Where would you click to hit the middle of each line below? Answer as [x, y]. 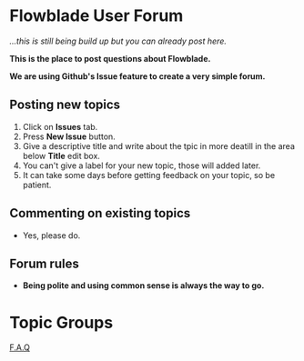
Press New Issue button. [69, 136]
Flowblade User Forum [96, 16]
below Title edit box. [61, 155]
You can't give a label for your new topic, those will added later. [142, 165]
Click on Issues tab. [60, 126]
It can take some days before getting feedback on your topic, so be [149, 175]
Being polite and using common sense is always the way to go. [143, 286]
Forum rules [44, 263]
